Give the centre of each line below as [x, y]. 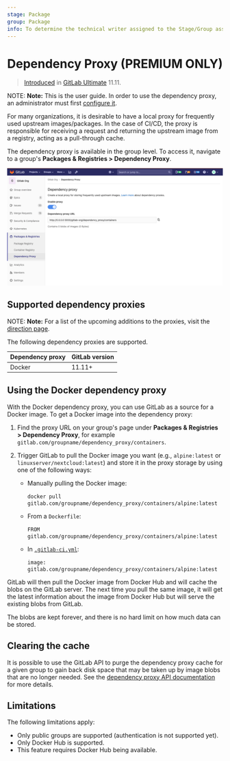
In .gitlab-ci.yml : [53, 549]
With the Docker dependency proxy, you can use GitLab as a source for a [111, 407]
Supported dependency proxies [76, 305]
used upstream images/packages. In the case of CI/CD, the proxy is [102, 124]
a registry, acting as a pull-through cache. [66, 138]
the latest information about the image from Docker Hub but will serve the [111, 597]
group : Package [29, 22]
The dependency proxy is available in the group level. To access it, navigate [114, 151]
